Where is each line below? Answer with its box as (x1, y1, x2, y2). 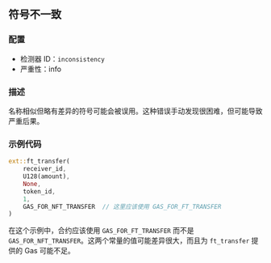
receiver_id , (23, 165, 67, 173)
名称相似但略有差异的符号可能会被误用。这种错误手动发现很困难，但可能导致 (8, 106, 263, 116)
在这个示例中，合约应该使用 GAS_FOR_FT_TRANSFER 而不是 (8, 226, 194, 235)
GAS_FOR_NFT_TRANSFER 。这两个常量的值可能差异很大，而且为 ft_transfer (8, 235, 250, 245)
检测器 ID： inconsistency (19, 53, 105, 63)
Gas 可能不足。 (23, 246, 75, 256)
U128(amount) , (23, 172, 70, 180)
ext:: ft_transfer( (8, 157, 70, 166)
